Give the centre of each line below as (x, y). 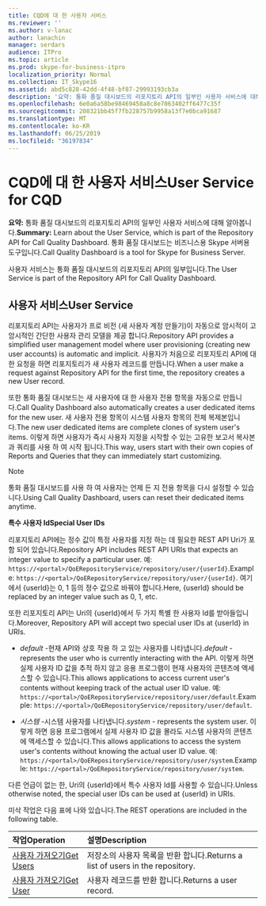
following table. (33, 819)
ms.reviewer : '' (35, 23)
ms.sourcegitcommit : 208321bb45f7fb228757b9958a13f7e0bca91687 (115, 112)
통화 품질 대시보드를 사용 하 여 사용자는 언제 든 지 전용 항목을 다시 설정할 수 (124, 487)
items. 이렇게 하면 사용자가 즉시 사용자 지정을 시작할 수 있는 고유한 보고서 (122, 438)
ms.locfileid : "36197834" (51, 141)
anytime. (23, 507)
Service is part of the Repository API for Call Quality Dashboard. (112, 278)
